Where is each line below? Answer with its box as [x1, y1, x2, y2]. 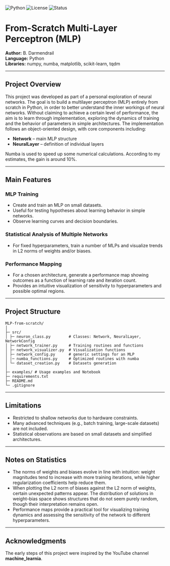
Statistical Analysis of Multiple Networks [5, 231, 108, 238]
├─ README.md [5, 378, 33, 383]
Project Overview [5, 80, 61, 89]
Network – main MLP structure [12, 136, 77, 142]
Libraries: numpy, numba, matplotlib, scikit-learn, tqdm [5, 61, 120, 67]
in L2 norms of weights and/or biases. [12, 248, 92, 254]
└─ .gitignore [5, 382, 35, 388]
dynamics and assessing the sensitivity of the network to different [12, 512, 151, 518]
